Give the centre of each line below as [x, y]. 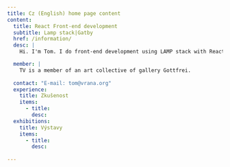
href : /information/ [42, 39]
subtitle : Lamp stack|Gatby [53, 33]
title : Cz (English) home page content [64, 13]
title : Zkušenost [44, 96]
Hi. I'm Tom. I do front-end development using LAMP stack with [113, 52]
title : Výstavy [41, 127]
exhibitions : [32, 121]
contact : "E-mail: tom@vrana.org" [62, 83]
